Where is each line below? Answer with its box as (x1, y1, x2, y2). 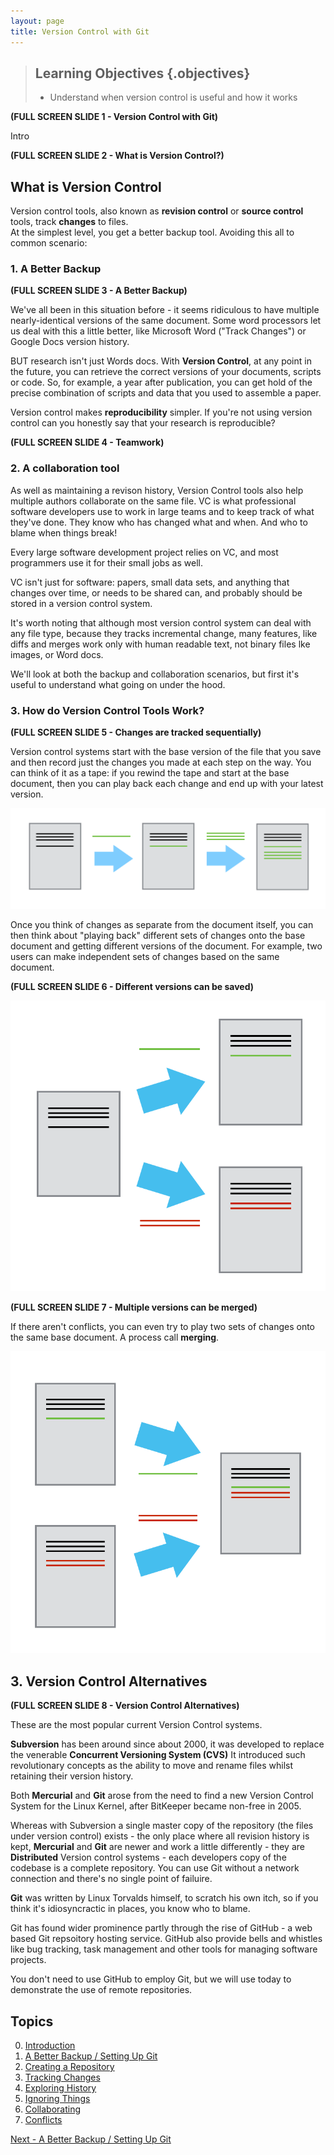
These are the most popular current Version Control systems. (10, 1719, 263, 1731)
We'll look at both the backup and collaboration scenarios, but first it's (10, 668, 300, 680)
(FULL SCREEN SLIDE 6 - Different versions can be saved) (10, 980, 255, 992)
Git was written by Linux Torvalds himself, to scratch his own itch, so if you (10, 1892, 319, 1904)
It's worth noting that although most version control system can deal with (10, 616, 312, 629)
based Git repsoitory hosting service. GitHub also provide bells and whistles (10, 1933, 323, 1945)
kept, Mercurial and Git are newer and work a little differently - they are (10, 1841, 305, 1853)
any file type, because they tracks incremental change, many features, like (10, 627, 318, 639)
